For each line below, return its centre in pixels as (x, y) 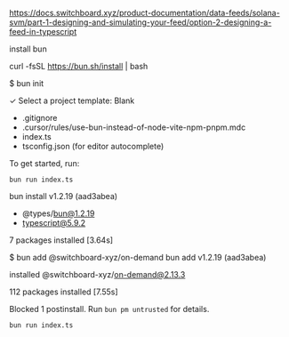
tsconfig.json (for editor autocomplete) (93, 146)
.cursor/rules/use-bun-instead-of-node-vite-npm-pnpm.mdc (134, 127)
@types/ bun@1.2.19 (58, 213)
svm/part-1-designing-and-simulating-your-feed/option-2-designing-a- (140, 22)
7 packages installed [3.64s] (61, 240)
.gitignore (40, 118)
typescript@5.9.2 (54, 223)
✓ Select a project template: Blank (72, 100)
